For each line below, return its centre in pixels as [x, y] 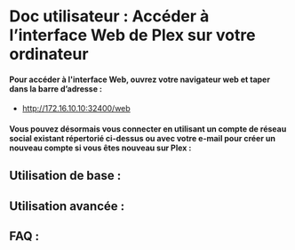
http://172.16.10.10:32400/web [76, 109]
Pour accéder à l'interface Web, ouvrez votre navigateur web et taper [140, 79]
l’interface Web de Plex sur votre [132, 35]
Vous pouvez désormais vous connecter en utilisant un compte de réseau [148, 129]
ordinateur [49, 54]
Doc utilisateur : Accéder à [109, 16]
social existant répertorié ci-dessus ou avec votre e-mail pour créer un [142, 138]
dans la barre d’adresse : [56, 89]
